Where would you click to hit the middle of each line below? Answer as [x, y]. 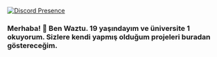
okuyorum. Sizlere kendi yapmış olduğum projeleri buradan [109, 36]
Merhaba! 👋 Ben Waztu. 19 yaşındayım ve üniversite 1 [99, 28]
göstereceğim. [32, 45]
